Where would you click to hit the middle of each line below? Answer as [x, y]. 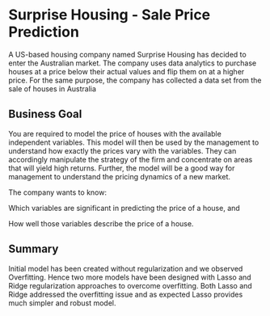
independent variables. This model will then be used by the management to [134, 142]
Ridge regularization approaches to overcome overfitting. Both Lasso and [130, 285]
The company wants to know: [58, 192]
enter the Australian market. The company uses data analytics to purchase [133, 63]
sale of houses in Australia [53, 88]
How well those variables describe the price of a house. [101, 223]
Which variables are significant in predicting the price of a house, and [124, 208]
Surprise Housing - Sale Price [110, 15]
